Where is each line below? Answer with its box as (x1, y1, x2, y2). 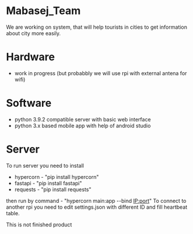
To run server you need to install (6, 162, 84, 169)
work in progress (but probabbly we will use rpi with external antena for (14, 69, 187, 77)
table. (6, 209, 20, 216)
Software (6, 97, 51, 110)
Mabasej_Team (6, 4, 81, 18)
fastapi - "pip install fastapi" (14, 179, 82, 186)
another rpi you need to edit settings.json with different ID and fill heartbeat (6, 204, 188, 211)
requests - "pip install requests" (14, 186, 92, 193)
